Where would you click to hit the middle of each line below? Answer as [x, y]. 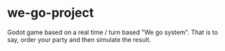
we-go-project [51, 13]
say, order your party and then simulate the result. [79, 39]
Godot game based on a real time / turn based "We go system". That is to [112, 32]
